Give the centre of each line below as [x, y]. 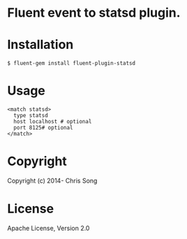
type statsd [31, 116]
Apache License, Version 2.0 [48, 228]
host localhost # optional [53, 122]
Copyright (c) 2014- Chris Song [52, 180]
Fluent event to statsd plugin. [94, 13]
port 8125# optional [43, 128]
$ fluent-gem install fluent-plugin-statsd [72, 63]
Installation [40, 45]
